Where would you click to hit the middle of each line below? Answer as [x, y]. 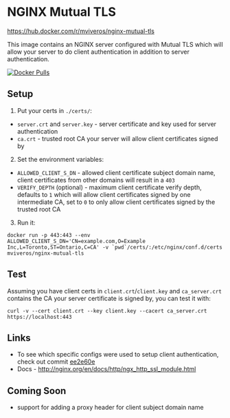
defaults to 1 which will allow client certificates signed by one [104, 194]
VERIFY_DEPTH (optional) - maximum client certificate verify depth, [109, 187]
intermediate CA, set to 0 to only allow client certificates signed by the [116, 202]
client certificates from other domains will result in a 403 [96, 180]
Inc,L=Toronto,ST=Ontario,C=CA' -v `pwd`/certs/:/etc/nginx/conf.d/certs [115, 247]
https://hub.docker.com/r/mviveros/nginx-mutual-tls [81, 31]
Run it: [26, 222]
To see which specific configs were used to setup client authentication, [118, 355]
